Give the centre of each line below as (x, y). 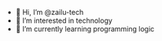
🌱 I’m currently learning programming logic (85, 29)
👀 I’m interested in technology (64, 20)
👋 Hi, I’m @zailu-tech (50, 12)
